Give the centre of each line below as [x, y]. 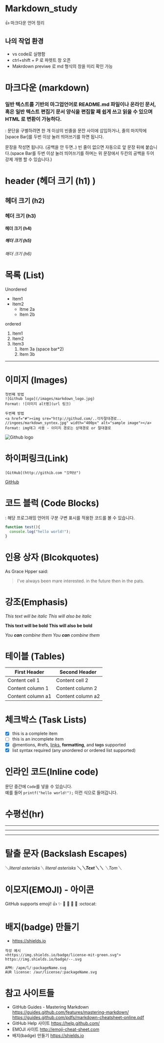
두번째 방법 [15, 414]
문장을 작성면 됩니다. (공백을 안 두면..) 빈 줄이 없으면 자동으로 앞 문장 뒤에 [75, 147]
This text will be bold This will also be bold [49, 625]
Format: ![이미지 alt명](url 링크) [38, 404]
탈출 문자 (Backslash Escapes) [66, 854]
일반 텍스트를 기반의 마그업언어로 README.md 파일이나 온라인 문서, [81, 104]
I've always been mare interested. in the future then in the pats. [81, 581]
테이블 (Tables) [35, 656]
